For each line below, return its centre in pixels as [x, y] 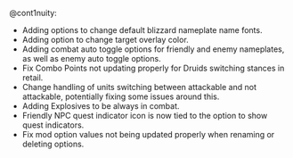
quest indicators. [53, 125]
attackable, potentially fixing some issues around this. [121, 96]
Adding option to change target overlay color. [105, 40]
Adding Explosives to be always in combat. [101, 106]
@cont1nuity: [33, 13]
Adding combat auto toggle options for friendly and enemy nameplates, [153, 49]
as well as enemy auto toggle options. [92, 58]
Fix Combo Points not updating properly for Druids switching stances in [153, 68]
